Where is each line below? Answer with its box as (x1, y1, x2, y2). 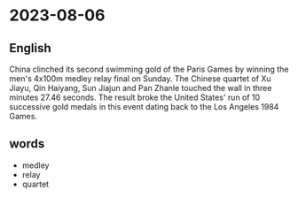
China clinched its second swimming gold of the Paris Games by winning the (9, 64, 289, 74)
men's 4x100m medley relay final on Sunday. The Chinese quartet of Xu (9, 73, 272, 84)
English (9, 41, 51, 56)
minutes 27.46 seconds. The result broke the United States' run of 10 (9, 92, 261, 103)
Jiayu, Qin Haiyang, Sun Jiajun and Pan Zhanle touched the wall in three (9, 83, 272, 93)
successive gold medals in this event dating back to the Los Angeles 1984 (9, 102, 279, 111)
